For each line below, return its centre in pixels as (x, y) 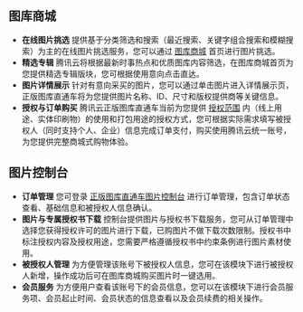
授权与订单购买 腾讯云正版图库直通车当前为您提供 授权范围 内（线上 (148, 108)
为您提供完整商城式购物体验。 (77, 141)
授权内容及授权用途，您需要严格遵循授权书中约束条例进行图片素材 (161, 241)
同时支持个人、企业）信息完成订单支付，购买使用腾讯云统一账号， (168, 130)
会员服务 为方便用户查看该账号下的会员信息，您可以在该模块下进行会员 (153, 287)
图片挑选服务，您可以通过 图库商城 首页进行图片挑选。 (179, 51)
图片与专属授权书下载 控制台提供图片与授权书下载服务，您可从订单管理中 (157, 219)
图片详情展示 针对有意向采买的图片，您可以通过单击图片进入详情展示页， (157, 85)
